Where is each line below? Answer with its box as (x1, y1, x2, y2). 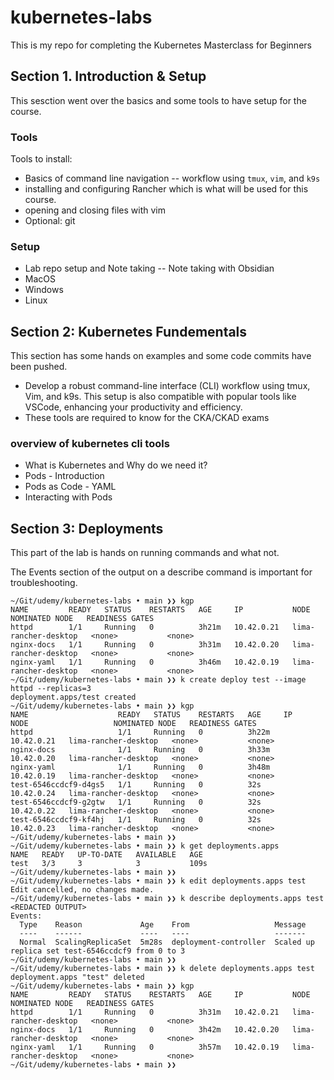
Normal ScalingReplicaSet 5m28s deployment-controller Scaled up (19, 937, 315, 948)
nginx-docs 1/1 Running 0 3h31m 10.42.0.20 (10, 640, 280, 650)
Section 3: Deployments (10, 520, 164, 537)
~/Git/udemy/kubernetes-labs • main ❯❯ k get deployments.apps (10, 841, 280, 851)
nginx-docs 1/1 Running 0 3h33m (10, 745, 271, 755)
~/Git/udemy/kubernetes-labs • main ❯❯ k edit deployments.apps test (10, 876, 307, 886)
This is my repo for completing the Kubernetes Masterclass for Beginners (10, 39, 312, 51)
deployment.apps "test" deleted (10, 972, 145, 983)
